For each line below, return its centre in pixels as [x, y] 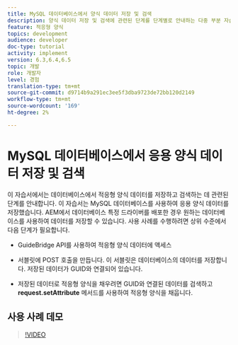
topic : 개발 [24, 66]
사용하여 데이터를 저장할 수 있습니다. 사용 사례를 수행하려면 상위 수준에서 [126, 221]
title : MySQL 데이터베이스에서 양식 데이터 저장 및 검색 [80, 14]
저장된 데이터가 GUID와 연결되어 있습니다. [85, 269]
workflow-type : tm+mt [39, 100]
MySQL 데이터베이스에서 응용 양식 [102, 156]
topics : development [38, 34]
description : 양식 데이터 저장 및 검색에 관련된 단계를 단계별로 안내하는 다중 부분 [114, 21]
